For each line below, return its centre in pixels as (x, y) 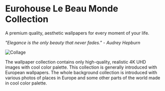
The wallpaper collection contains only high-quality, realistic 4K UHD (76, 62)
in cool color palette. (26, 83)
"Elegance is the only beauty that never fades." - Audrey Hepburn (73, 42)
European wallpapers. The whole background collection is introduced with (81, 72)
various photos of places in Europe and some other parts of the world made (83, 78)
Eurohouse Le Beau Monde (62, 9)
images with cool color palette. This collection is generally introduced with (81, 67)
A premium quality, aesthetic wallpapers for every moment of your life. (77, 33)
